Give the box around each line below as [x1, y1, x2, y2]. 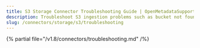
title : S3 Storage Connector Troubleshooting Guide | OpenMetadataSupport [6, 8, 196, 15]
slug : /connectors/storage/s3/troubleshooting [6, 19, 124, 25]
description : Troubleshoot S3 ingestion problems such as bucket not [6, 14, 183, 20]
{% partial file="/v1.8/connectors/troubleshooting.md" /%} [6, 36, 150, 43]
